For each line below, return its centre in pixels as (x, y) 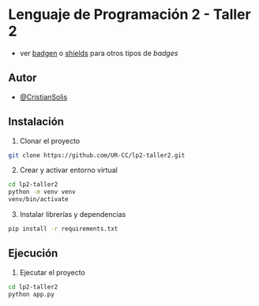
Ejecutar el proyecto (52, 272)
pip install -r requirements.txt (63, 229)
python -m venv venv (42, 192)
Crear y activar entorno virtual (69, 170)
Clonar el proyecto (50, 140)
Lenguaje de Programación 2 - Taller (129, 15)
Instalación (36, 122)
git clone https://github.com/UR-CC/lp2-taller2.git (97, 155)
